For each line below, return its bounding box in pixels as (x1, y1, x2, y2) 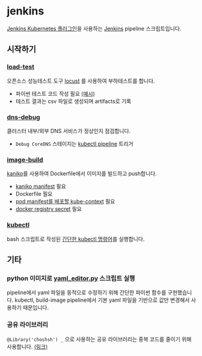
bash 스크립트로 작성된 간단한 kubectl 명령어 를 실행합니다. (7, 235, 145, 242)
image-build (7, 155, 44, 164)
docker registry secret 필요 (15, 205, 82, 213)
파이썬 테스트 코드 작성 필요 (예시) (15, 90, 96, 97)
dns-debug (7, 113, 41, 121)
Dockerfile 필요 (15, 190, 53, 198)
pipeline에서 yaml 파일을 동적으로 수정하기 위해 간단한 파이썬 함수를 (7, 289, 167, 296)
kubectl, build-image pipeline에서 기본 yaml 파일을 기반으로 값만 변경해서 (14, 296, 190, 304)
